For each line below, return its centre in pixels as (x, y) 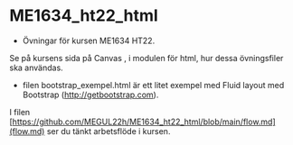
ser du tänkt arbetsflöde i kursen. (109, 131)
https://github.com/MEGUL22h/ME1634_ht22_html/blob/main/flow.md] (144, 122)
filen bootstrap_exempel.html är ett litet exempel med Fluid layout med (153, 85)
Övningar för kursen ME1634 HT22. (89, 41)
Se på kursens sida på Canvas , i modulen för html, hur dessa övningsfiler (146, 58)
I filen (20, 112)
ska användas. (36, 68)
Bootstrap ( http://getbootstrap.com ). (90, 95)
